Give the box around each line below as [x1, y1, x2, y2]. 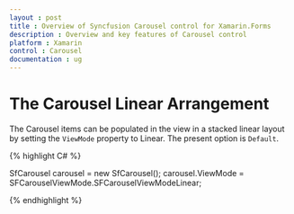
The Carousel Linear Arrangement [9, 94, 270, 114]
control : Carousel [9, 47, 83, 56]
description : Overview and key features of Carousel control [9, 30, 247, 39]
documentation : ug [9, 55, 83, 64]
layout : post [9, 13, 63, 22]
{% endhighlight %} [9, 194, 83, 205]
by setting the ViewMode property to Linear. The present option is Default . [9, 132, 279, 144]
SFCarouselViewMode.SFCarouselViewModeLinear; [9, 177, 202, 188]
